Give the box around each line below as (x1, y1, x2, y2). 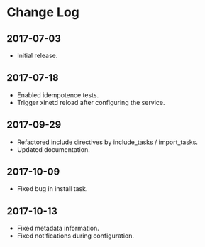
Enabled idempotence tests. (16, 90, 99, 99)
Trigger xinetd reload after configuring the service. (16, 98, 165, 106)
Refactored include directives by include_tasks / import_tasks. (16, 138, 198, 146)
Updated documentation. (16, 145, 90, 153)
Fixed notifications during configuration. (16, 231, 134, 240)
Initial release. (16, 51, 58, 60)
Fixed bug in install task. (16, 185, 88, 193)
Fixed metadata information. (16, 224, 100, 233)
